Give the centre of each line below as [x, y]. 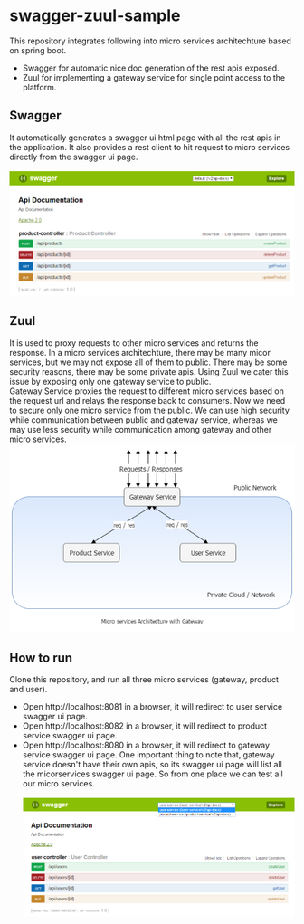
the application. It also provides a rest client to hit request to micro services [150, 147]
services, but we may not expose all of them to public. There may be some [148, 362]
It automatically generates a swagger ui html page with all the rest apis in [145, 138]
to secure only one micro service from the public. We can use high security [149, 410]
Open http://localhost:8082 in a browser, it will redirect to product [145, 726]
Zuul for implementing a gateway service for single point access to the [154, 77]
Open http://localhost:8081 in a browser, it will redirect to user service [152, 706]
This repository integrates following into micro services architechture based [151, 41]
